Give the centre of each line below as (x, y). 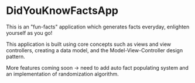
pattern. (16, 56)
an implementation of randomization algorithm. (62, 74)
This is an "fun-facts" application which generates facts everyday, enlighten (98, 27)
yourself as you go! (29, 33)
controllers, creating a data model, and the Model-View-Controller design (95, 50)
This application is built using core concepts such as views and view (89, 44)
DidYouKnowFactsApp (62, 11)
